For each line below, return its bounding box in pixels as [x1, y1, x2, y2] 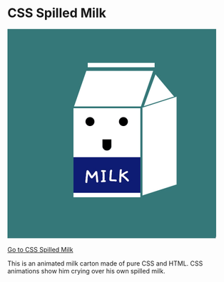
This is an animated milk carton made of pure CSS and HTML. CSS [7, 258, 203, 268]
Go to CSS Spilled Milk [7, 245, 73, 254]
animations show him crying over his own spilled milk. [7, 266, 166, 275]
